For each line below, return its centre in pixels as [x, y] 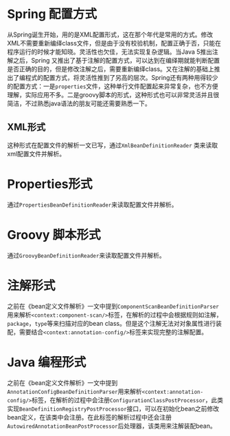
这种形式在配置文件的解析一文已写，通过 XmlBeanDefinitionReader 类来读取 [113, 145]
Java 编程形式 [47, 362]
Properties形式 [50, 184]
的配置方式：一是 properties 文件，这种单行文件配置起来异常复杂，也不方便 [113, 86]
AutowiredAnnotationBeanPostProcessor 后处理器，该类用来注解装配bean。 [112, 426]
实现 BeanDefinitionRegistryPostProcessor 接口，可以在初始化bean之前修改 [113, 408]
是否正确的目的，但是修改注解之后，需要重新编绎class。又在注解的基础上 [111, 69]
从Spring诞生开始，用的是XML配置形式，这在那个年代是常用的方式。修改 [110, 34]
